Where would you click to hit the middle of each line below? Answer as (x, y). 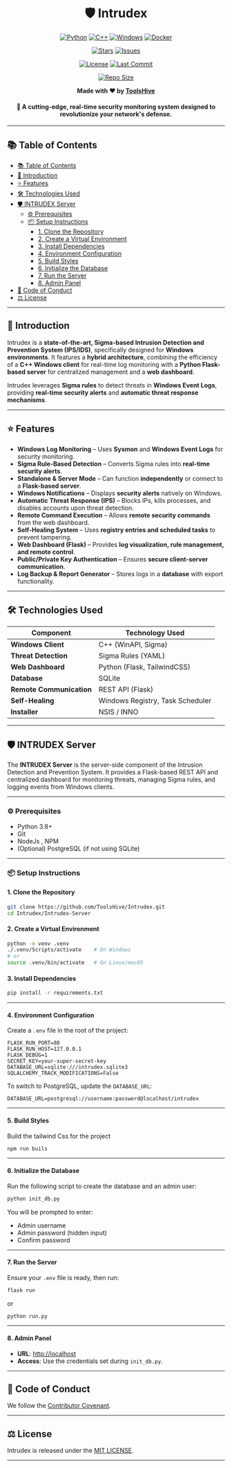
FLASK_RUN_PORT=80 (33, 1043)
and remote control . (46, 552)
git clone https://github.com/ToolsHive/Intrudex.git (86, 907)
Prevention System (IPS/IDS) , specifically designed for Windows (100, 350)
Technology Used (155, 633)
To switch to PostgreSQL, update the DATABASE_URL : (80, 1086)
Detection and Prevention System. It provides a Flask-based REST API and (113, 772)
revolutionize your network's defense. (116, 114)
